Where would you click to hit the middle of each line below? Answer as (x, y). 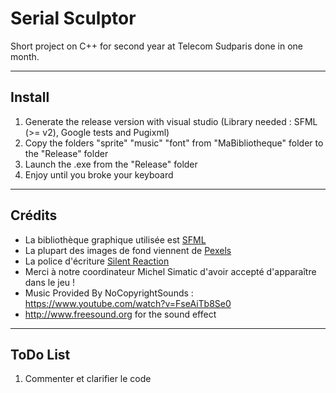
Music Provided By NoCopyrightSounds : (109, 293)
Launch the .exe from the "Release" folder (111, 164)
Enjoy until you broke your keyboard (99, 174)
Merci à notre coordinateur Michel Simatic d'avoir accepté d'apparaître (170, 271)
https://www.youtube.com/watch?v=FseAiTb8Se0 (128, 303)
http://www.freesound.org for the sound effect (120, 314)
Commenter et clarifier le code (88, 379)
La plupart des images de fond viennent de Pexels (128, 250)
